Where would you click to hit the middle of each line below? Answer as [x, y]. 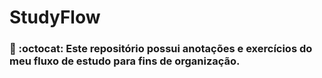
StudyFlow [55, 17]
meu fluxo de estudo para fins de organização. [125, 61]
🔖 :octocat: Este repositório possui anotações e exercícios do [161, 49]
